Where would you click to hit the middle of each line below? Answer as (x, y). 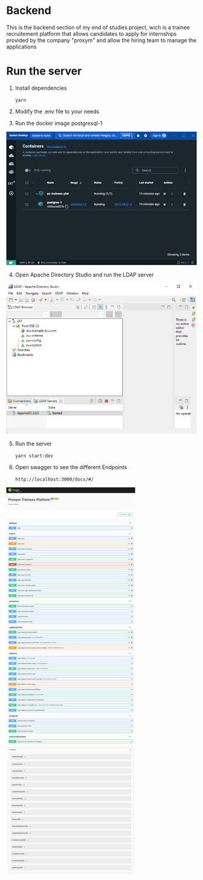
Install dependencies (41, 88)
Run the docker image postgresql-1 (59, 123)
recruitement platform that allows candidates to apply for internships (92, 33)
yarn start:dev (34, 456)
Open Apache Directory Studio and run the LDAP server (84, 275)
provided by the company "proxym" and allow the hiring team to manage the (101, 40)
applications (21, 47)
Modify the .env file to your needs (57, 111)
